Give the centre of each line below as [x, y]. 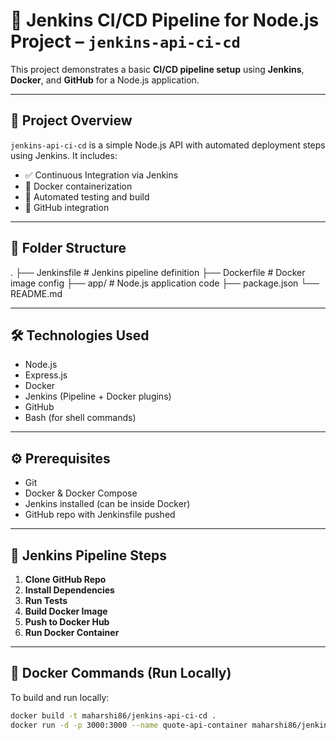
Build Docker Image [66, 611]
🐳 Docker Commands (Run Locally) [121, 673]
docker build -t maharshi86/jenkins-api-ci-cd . [113, 715]
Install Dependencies [69, 590]
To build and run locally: [60, 697]
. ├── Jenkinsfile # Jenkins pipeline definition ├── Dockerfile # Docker [158, 272]
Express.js [46, 375]
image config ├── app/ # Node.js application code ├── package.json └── [165, 283]
